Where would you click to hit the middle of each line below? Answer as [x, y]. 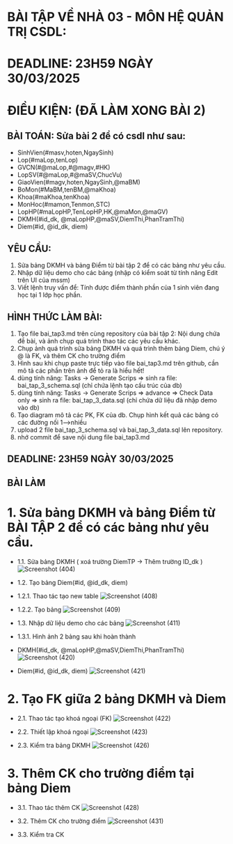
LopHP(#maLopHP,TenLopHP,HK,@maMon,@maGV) [93, 212]
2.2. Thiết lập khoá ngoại [53, 732]
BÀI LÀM [26, 483]
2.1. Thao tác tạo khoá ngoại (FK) [65, 718]
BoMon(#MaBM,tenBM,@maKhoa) [66, 189]
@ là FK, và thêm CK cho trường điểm [71, 356]
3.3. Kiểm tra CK [41, 834]
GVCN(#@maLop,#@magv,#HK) [64, 167]
